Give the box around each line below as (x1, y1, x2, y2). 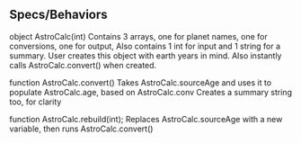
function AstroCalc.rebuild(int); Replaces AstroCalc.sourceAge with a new (9, 113, 283, 124)
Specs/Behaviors (9, 7, 108, 22)
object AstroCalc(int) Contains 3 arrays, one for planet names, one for (9, 31, 268, 41)
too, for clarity (9, 96, 62, 107)
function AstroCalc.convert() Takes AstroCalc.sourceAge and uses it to (9, 76, 272, 88)
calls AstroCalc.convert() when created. (9, 59, 157, 70)
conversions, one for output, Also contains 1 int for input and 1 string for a (9, 40, 281, 51)
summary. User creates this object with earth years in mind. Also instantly (9, 49, 282, 61)
